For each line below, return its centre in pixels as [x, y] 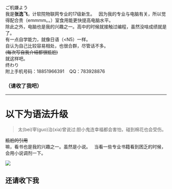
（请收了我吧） [24, 86]
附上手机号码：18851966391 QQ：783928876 [55, 71]
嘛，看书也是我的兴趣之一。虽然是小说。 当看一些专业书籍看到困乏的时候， [86, 147]
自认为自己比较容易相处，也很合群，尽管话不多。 [57, 46]
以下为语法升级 [37, 114]
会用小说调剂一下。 [26, 153]
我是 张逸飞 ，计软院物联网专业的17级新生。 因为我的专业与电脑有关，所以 [83, 14]
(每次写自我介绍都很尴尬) [32, 52]
